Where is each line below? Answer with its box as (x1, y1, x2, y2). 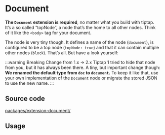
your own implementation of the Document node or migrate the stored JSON (5, 75, 158, 81)
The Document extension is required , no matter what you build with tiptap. (5, 19, 155, 25)
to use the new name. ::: (5, 80, 54, 86)
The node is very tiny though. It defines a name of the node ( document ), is (5, 39, 154, 45)
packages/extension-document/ (5, 107, 71, 113)
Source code (5, 95, 45, 103)
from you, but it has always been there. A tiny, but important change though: (5, 65, 161, 70)
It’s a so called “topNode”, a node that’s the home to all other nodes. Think (5, 24, 156, 30)
